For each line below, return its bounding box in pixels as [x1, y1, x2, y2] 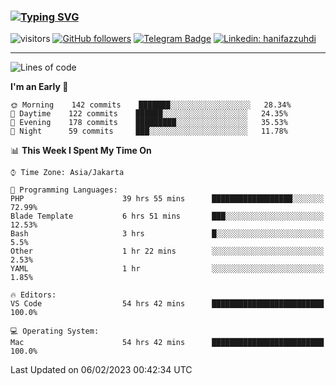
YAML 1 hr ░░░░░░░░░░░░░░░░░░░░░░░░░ [10, 264, 325, 274]
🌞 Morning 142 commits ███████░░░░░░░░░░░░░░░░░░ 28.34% [10, 100, 292, 110]
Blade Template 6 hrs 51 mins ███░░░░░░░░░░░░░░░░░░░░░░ [10, 211, 325, 222]
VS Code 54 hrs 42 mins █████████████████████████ [10, 299, 325, 309]
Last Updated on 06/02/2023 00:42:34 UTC [10, 364, 193, 376]
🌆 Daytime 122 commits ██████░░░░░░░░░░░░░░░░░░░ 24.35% [10, 109, 288, 119]
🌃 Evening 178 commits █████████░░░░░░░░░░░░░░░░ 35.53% [10, 118, 288, 128]
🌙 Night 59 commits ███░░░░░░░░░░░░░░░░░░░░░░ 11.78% [10, 126, 288, 137]
